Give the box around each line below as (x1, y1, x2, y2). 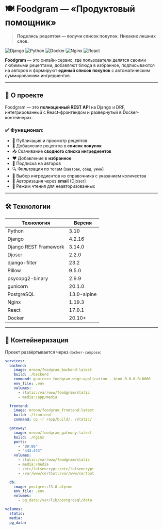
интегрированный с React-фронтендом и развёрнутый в (5, 109, 122, 115)
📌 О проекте (5, 91, 44, 100)
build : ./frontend (14, 412, 51, 418)
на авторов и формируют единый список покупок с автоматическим (5, 67, 150, 73)
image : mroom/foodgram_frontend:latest (14, 408, 95, 413)
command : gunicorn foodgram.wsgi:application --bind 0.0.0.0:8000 (14, 377, 151, 382)
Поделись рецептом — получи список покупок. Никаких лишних (16, 33, 156, 39)
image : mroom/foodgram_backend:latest (14, 368, 92, 372)
